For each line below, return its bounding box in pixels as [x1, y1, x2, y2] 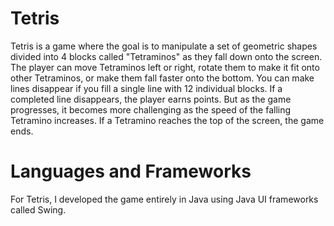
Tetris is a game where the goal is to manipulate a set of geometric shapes [10, 40, 318, 52]
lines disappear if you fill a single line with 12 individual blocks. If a [10, 82, 283, 94]
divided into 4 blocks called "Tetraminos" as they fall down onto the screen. [10, 50, 323, 62]
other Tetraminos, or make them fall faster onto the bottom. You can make [10, 72, 315, 84]
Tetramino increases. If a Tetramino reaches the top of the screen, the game [10, 114, 325, 126]
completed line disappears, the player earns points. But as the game [10, 93, 292, 105]
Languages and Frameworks [10, 160, 252, 183]
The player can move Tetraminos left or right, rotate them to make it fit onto [10, 61, 320, 73]
